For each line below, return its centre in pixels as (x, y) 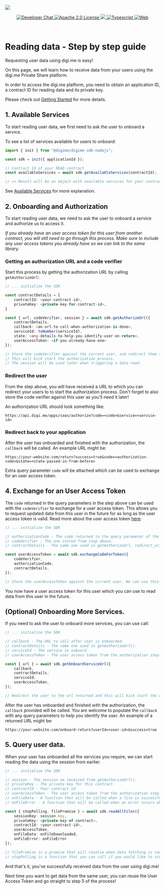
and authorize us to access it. (35, 223)
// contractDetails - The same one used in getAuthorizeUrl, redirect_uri (83, 545)
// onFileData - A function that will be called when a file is (72, 798)
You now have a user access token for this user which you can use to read (80, 591)
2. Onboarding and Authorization (56, 206)
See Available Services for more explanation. (50, 191)
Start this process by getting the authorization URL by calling (67, 272)
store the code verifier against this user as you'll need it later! (67, 397)
